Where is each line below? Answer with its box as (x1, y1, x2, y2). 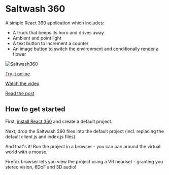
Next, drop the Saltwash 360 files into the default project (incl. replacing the (5, 128, 164, 134)
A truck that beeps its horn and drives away (12, 29, 104, 35)
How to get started (5, 105, 65, 114)
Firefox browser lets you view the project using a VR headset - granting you (5, 158, 163, 164)
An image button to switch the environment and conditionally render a (12, 46, 159, 52)
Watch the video (5, 80, 40, 86)
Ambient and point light (12, 35, 62, 41)
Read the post (5, 90, 35, 96)
